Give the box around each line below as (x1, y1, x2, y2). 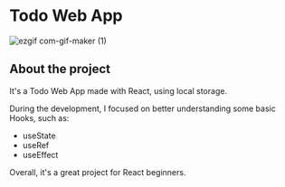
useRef (22, 139, 50, 150)
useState (22, 130, 56, 141)
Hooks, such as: (9, 112, 70, 123)
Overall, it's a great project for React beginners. (9, 166, 186, 177)
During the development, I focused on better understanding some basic (9, 103, 276, 114)
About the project (9, 61, 111, 77)
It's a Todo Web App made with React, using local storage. (9, 85, 228, 96)
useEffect (22, 149, 59, 160)
